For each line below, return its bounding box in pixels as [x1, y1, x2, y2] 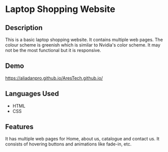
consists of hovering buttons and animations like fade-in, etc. [5, 141, 132, 147]
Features [5, 122, 34, 131]
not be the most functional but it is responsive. [5, 47, 101, 53]
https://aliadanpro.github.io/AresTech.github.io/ [5, 75, 103, 81]
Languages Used [5, 89, 59, 98]
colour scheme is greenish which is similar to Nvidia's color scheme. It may [5, 42, 160, 48]
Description [5, 23, 43, 32]
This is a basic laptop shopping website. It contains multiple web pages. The [5, 36, 163, 42]
